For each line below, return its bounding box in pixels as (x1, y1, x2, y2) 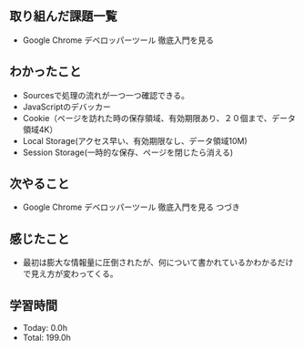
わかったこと (9, 64, 82, 79)
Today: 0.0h (22, 323, 68, 334)
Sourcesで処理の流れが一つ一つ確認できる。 (22, 89, 189, 100)
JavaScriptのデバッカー (22, 101, 112, 112)
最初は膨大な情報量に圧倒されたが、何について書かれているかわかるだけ (22, 257, 294, 268)
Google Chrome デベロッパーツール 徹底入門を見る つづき (22, 201, 241, 212)
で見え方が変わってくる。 (22, 268, 118, 280)
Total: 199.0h (22, 332, 71, 344)
